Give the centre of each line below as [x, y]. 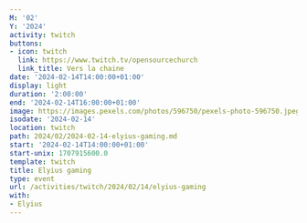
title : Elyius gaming [51, 170]
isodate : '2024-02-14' [53, 119]
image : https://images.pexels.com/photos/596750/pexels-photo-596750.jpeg [155, 111]
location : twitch [42, 128]
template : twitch [42, 162]
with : [20, 196]
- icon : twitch [38, 52]
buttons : [26, 43]
